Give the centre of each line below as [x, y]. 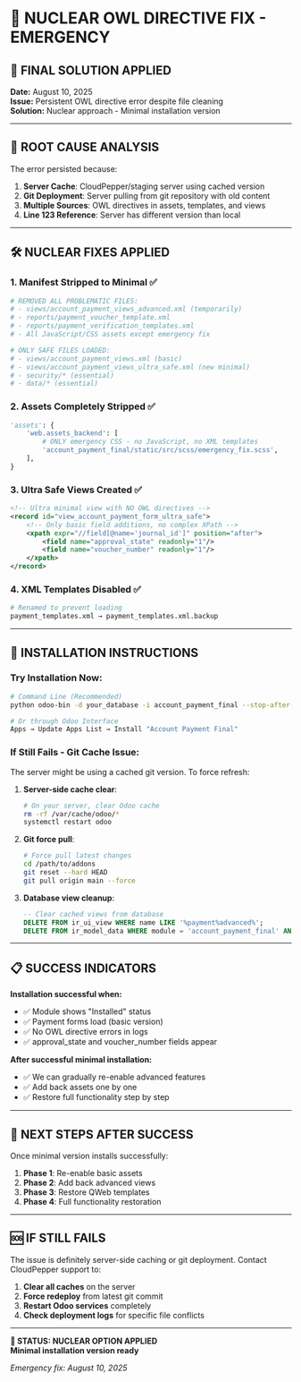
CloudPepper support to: [56, 1269]
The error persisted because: [64, 168]
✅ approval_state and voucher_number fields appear [120, 1042]
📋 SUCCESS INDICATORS [84, 968]
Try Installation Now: [56, 678]
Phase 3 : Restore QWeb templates [86, 1192]
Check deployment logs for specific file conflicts [113, 1315]
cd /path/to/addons [59, 864]
